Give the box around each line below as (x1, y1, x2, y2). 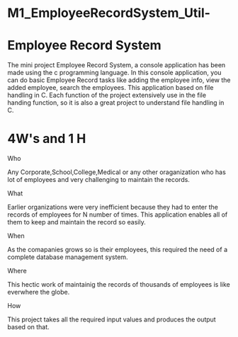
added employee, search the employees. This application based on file (7, 84, 214, 92)
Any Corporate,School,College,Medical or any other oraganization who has (7, 168, 227, 176)
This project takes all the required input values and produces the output (7, 315, 216, 324)
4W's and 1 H (7, 131, 86, 147)
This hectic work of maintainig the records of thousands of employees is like (7, 280, 230, 289)
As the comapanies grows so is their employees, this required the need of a (7, 246, 228, 254)
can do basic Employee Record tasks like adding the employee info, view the (7, 76, 231, 84)
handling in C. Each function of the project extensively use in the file (7, 91, 207, 100)
